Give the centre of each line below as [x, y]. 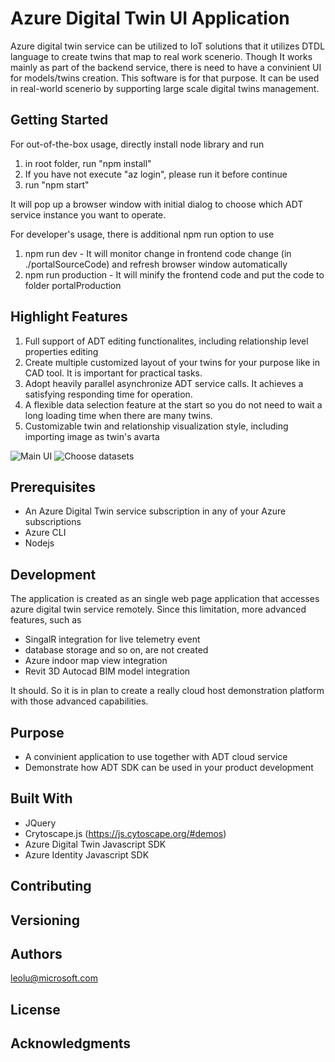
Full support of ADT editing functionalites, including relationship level [166, 341]
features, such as [46, 620]
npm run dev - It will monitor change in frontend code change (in [158, 253]
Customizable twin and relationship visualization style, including [156, 426]
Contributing [51, 886]
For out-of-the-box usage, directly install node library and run [137, 144]
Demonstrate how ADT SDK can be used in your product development [169, 767]
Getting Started [59, 120]
